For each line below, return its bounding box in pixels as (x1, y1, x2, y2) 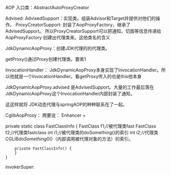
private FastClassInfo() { (14, 146, 72, 151)
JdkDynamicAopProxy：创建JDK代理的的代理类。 (5, 45, 110, 51)
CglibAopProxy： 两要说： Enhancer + (5, 112, 86, 118)
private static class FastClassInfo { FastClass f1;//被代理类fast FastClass (5, 123, 157, 129)
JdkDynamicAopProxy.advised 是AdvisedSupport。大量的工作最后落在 (5, 84, 154, 90)
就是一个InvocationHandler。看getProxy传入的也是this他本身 (14, 73, 142, 79)
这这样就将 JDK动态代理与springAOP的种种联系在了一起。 (5, 102, 128, 107)
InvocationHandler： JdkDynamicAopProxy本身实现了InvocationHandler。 (5, 67, 162, 73)
